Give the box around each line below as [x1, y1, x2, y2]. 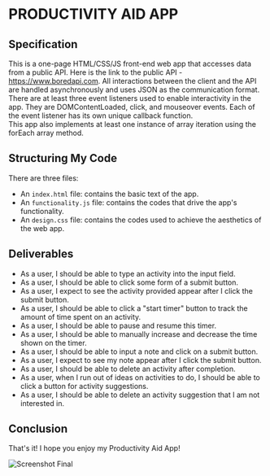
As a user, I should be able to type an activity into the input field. [20, 269, 236, 278]
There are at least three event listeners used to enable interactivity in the [8, 94, 252, 103]
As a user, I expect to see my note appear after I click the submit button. [20, 355, 262, 365]
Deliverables [8, 247, 74, 261]
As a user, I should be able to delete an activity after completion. [20, 364, 236, 373]
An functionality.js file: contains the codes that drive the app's [20, 197, 237, 207]
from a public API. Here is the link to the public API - [8, 68, 183, 77]
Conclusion [8, 422, 68, 436]
